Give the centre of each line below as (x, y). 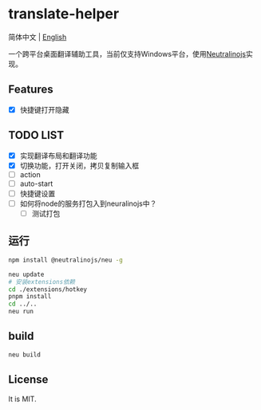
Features (31, 90)
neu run (21, 312)
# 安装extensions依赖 (42, 282)
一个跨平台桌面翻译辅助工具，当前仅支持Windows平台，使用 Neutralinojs (127, 53)
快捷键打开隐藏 (44, 109)
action (30, 174)
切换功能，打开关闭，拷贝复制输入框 (79, 165)
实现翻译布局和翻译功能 (58, 156)
